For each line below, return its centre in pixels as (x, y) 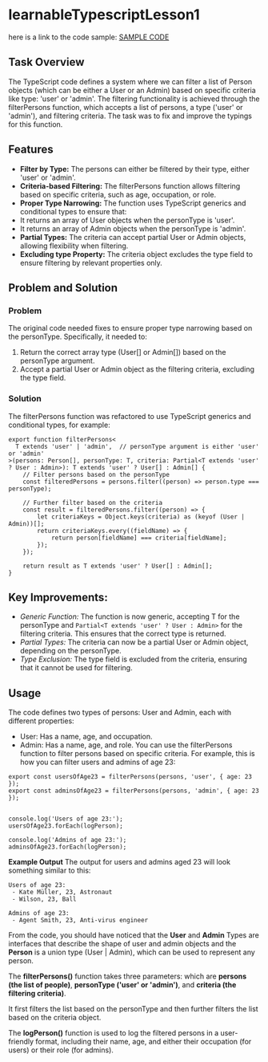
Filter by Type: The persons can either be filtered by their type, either (135, 169)
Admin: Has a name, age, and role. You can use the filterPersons (126, 745)
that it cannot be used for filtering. (76, 668)
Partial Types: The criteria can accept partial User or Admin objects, (133, 237)
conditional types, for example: (59, 425)
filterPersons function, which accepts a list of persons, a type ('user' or (126, 107)
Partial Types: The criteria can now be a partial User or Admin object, (134, 642)
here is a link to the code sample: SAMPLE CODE (89, 37)
